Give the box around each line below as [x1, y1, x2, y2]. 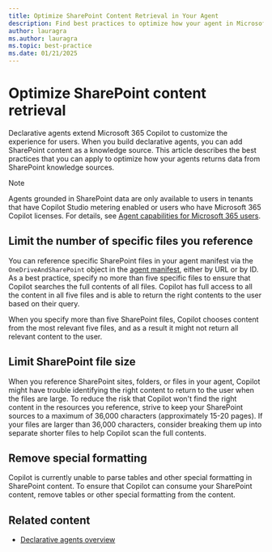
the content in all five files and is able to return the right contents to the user [8, 290, 262, 300]
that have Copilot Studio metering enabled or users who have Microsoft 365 [8, 202, 261, 212]
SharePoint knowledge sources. [8, 162, 115, 172]
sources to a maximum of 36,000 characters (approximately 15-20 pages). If [8, 411, 263, 420]
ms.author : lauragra [8, 34, 79, 43]
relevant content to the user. [8, 331, 103, 341]
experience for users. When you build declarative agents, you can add [8, 137, 243, 146]
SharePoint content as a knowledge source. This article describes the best [8, 145, 257, 154]
